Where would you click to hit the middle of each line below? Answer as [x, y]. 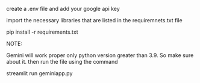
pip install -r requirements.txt [42, 32]
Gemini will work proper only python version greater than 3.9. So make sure [100, 55]
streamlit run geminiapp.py [39, 73]
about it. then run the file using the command [62, 62]
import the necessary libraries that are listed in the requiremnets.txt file [94, 20]
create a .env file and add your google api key [63, 9]
